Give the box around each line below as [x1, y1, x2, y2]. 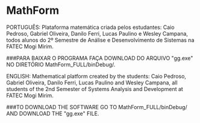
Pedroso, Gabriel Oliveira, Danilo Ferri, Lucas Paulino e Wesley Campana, [6, 30, 189, 37]
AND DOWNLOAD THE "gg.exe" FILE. [6, 110, 99, 117]
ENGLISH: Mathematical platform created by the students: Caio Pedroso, [6, 72, 187, 80]
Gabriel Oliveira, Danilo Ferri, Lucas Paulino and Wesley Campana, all [6, 79, 178, 86]
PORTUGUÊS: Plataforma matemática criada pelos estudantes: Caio [6, 24, 175, 31]
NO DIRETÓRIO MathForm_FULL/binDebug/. [6, 61, 116, 68]
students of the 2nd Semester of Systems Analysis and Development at [6, 85, 184, 92]
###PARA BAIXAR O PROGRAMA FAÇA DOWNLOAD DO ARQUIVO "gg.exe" [6, 54, 193, 61]
